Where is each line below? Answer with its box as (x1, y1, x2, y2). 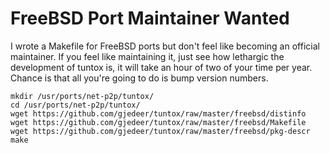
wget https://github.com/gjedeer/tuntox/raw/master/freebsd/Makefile (10, 117, 307, 127)
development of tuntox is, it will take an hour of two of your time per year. (10, 61, 313, 73)
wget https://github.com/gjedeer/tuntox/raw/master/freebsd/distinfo (10, 108, 307, 119)
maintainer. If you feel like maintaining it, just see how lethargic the (10, 50, 285, 62)
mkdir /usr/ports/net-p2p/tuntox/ (10, 91, 155, 101)
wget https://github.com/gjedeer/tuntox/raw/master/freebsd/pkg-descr (10, 126, 311, 136)
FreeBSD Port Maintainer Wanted (10, 7, 290, 30)
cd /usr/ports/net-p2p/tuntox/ (10, 100, 141, 110)
